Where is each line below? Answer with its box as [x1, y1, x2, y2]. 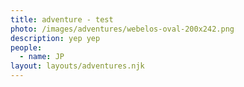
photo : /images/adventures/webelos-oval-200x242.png [10, 24, 235, 34]
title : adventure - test [10, 14, 114, 25]
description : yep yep [10, 33, 101, 43]
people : [10, 42, 43, 53]
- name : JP [19, 52, 65, 62]
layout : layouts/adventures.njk [10, 61, 145, 71]
